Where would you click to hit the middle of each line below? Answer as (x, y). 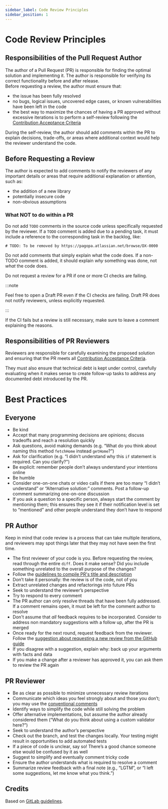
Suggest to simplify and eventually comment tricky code (71, 757)
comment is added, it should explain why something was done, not (88, 260)
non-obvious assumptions (39, 202)
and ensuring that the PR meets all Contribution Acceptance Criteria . (76, 358)
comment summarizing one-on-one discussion (61, 494)
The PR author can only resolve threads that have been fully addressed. (87, 601)
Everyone (21, 418)
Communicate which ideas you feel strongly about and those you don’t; (86, 698)
